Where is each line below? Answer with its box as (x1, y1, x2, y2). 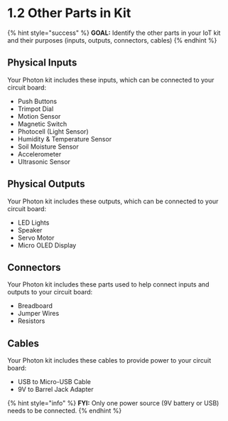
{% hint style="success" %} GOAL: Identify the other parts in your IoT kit (7, 28, 221, 37)
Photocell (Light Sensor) (17, 127, 89, 136)
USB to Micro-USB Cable (17, 378, 91, 386)
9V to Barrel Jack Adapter (17, 385, 94, 394)
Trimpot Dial (17, 105, 54, 113)
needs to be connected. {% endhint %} (7, 407, 122, 415)
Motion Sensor (17, 112, 61, 120)
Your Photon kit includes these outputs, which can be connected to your (7, 197, 219, 206)
